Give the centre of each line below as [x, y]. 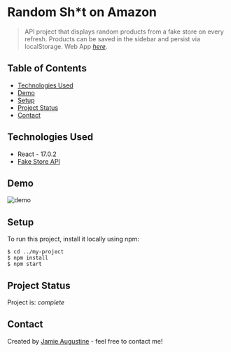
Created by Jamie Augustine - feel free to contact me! [85, 341]
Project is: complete [36, 302]
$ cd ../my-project [36, 252]
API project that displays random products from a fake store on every [124, 31]
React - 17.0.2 [37, 154]
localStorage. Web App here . [66, 46]
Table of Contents [47, 68]
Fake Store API [39, 161]
